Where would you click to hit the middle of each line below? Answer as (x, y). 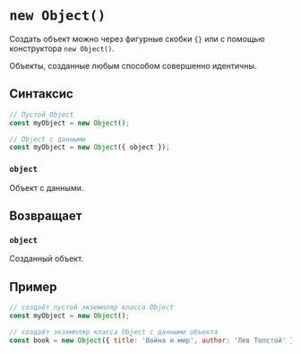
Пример (33, 286)
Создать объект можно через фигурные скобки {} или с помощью (137, 39)
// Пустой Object (42, 115)
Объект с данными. (47, 187)
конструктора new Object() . (62, 48)
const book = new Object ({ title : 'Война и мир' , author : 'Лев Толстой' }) (154, 340)
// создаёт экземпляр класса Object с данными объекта (114, 332)
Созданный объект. (47, 259)
